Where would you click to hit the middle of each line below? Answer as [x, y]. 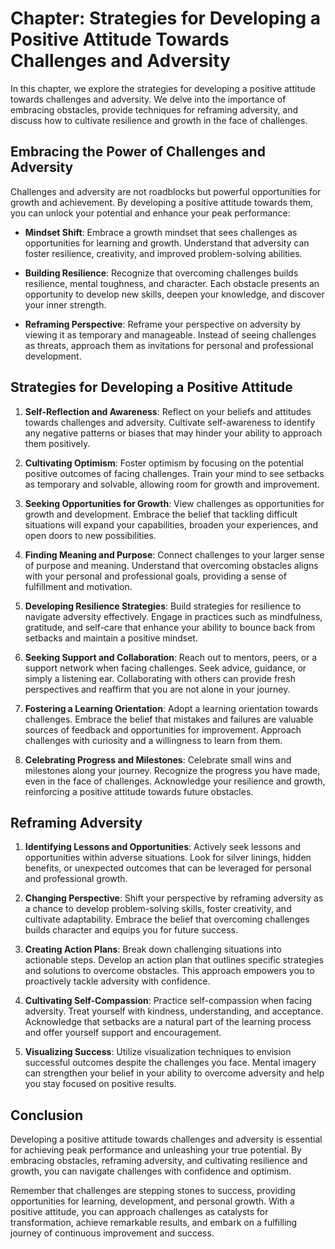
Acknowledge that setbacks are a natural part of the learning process [168, 1022]
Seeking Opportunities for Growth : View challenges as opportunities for [174, 503]
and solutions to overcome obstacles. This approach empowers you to [169, 971]
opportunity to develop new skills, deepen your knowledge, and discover [174, 294]
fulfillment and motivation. [78, 586]
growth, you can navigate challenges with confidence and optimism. [151, 1171]
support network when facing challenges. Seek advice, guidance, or [165, 668]
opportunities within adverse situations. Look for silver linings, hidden [168, 858]
